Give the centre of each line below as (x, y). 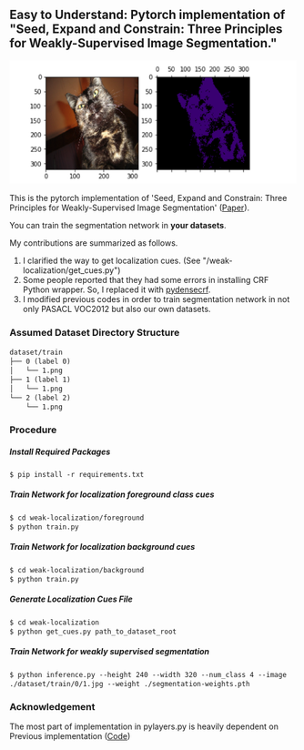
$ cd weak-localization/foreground (77, 518)
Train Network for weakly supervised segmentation (110, 652)
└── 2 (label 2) (40, 398)
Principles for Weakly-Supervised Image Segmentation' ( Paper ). (130, 208)
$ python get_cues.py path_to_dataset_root (93, 632)
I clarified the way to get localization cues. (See (111, 260)
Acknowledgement (52, 706)
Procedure (33, 430)
